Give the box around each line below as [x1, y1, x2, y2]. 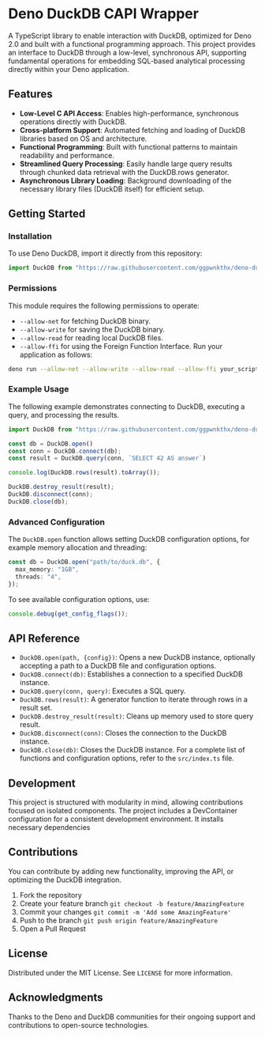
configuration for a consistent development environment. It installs [8, 814, 224, 824]
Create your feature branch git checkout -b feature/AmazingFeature [19, 899, 244, 908]
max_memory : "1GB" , [15, 565, 80, 574]
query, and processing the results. [8, 410, 120, 419]
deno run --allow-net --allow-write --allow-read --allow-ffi [8, 365, 217, 373]
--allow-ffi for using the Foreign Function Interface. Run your [19, 341, 223, 350]
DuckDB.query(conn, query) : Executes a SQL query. [19, 686, 186, 696]
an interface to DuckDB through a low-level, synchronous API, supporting [8, 47, 247, 57]
